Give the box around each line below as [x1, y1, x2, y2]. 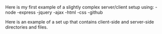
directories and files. [5, 24, 48, 30]
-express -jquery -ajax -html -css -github [17, 9, 103, 15]
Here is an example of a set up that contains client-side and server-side [5, 19, 154, 25]
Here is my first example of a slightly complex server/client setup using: [5, 4, 154, 10]
